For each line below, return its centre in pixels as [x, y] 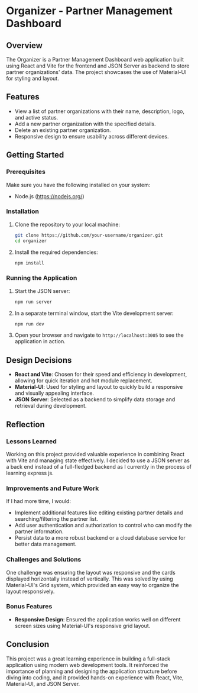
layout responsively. [30, 591]
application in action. [40, 341]
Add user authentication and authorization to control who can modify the [103, 526]
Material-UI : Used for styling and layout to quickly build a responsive [99, 387]
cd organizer [31, 241]
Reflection [26, 424]
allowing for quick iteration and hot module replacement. [83, 381]
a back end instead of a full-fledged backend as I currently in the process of [99, 466]
